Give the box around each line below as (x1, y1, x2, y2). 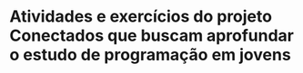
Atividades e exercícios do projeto (9, 6, 273, 27)
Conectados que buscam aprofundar (9, 25, 294, 46)
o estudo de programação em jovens (9, 45, 291, 65)
